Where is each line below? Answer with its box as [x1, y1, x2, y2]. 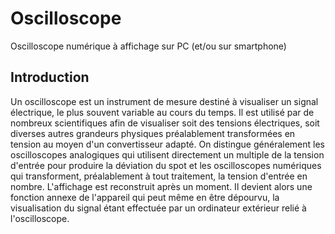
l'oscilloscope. [10, 212, 70, 224]
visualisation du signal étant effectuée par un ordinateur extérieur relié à [10, 202, 307, 214]
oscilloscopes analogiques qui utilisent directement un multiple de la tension [10, 148, 325, 161]
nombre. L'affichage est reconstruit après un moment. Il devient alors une [10, 180, 313, 192]
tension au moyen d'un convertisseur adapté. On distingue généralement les [10, 138, 325, 150]
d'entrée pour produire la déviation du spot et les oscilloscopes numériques [10, 159, 322, 171]
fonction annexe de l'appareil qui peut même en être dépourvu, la [10, 191, 280, 203]
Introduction [10, 69, 90, 86]
